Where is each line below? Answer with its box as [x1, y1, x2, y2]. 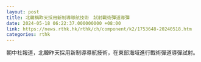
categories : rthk [6, 32, 51, 38]
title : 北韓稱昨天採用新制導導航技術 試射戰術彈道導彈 [6, 15, 130, 21]
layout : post [6, 9, 40, 15]
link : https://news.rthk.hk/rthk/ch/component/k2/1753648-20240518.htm [6, 26, 192, 32]
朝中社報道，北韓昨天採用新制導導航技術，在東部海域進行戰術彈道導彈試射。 [6, 49, 199, 57]
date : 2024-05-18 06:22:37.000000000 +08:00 [6, 20, 121, 26]
